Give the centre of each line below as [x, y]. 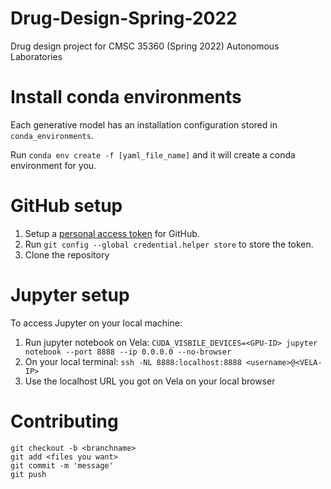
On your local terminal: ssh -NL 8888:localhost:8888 [133, 361]
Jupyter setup [70, 295]
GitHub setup [66, 206]
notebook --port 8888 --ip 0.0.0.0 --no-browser [128, 352]
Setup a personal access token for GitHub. [112, 233]
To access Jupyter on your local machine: [96, 323]
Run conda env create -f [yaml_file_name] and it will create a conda [153, 154]
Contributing [64, 421]
